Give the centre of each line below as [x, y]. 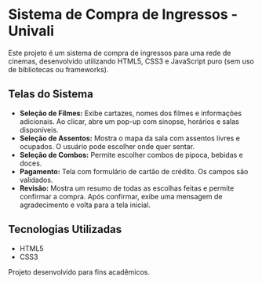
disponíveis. [39, 129]
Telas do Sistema [51, 95]
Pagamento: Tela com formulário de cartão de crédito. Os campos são [134, 171]
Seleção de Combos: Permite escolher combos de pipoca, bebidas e [131, 155]
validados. [36, 180]
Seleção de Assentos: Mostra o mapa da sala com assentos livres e [130, 138]
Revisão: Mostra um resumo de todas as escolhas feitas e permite [127, 188]
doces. [31, 163]
